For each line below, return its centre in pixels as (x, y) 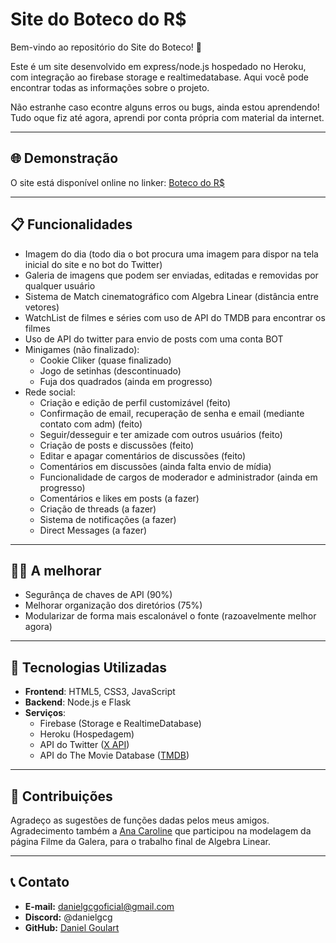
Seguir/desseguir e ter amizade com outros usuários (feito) (161, 434)
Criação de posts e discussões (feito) (117, 445)
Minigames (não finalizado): (82, 349)
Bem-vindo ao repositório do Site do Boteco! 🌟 (106, 47)
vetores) (42, 307)
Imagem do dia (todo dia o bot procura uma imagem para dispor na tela (171, 254)
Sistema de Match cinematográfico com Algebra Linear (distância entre (171, 296)
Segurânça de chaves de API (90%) (98, 595)
